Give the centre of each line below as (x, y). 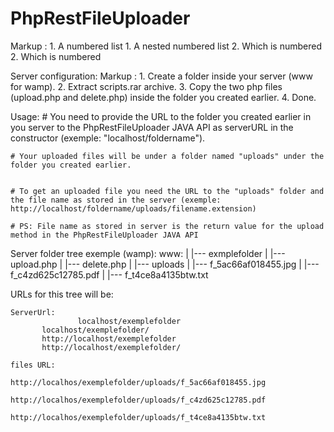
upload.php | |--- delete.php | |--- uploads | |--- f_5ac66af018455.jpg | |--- (165, 264)
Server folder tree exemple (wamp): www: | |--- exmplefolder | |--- (148, 253)
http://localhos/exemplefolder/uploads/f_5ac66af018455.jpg (138, 382)
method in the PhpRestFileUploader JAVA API (104, 235)
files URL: (33, 365)
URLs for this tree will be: (62, 294)
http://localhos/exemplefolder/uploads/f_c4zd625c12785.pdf (138, 400)
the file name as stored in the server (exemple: (116, 200)
